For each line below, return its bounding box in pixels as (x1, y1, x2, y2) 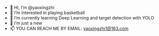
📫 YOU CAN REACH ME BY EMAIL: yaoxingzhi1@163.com (9, 26, 129, 31)
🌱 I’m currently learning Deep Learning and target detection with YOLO (9, 15, 155, 20)
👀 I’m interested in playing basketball (9, 10, 85, 16)
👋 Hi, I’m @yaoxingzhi (9, 5, 54, 10)
